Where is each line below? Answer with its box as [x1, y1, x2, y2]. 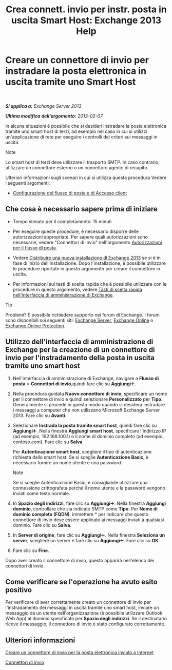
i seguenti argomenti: [5, 180, 50, 186]
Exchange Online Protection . [5, 322, 66, 329]
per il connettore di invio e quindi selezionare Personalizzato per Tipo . [12, 396, 163, 402]
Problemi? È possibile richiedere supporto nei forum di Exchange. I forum [5, 311, 160, 318]
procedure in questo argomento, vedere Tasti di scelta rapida [12, 286, 142, 292]
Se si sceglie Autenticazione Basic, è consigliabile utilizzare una [12, 479, 148, 485]
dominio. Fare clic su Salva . [12, 522, 72, 528]
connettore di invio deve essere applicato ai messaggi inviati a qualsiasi [12, 517, 164, 523]
